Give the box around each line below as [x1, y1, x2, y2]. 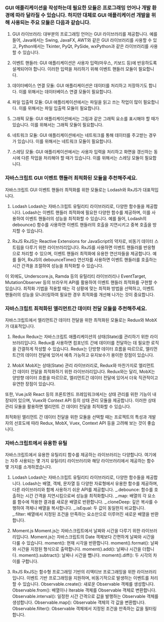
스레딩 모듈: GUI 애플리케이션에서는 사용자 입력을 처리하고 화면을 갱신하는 [12, 149, 153, 155]
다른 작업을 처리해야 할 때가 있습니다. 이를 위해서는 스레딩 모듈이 [21, 155, 144, 161]
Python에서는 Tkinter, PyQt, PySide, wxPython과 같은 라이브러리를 [19, 43, 149, 50]
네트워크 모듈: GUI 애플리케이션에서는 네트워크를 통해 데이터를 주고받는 [12, 132, 148, 138]
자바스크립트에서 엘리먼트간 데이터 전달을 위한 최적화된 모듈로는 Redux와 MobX [5, 317, 158, 323]
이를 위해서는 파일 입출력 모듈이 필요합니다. [19, 105, 101, 111]
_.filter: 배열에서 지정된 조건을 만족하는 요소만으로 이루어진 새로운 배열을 [12, 511, 150, 517]
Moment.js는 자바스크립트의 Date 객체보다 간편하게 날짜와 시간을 [30, 534, 155, 540]
